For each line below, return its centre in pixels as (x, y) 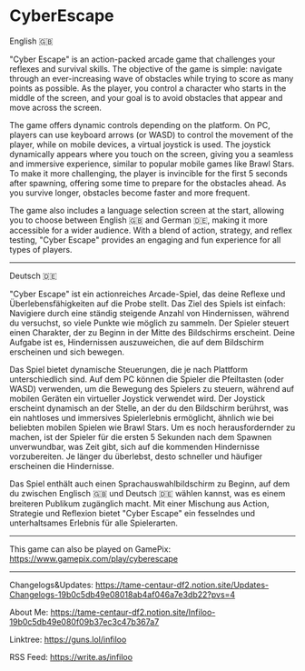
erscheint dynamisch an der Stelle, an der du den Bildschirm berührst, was (149, 408)
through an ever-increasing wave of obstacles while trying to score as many (152, 78)
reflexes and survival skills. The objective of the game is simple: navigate (146, 68)
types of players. (41, 249)
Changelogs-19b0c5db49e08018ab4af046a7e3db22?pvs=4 (123, 594)
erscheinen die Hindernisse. (62, 466)
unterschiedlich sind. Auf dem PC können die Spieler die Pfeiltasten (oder (147, 379)
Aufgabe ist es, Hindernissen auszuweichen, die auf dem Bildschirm (137, 342)
